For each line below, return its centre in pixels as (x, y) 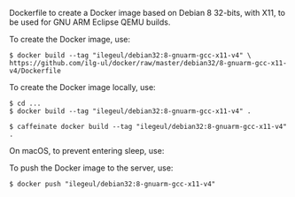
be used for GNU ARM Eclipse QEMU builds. (90, 22)
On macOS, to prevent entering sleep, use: (87, 151)
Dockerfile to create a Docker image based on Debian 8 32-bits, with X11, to (147, 13)
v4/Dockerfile (35, 71)
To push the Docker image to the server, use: (91, 168)
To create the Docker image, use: (70, 39)
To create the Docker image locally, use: (83, 87)
